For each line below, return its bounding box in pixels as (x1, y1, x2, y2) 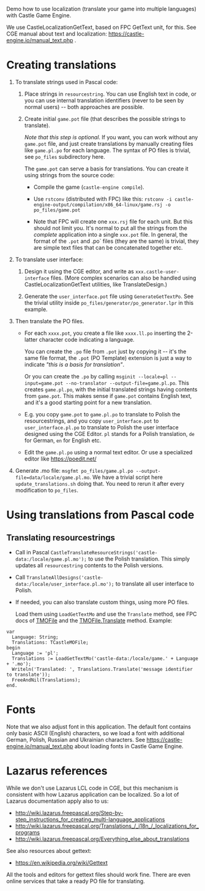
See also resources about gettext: (6, 847, 92, 854)
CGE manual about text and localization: (6, 30, 107, 37)
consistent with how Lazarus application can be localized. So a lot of (6, 790, 179, 798)
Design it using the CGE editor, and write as (24, 267, 135, 275)
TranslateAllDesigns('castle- (26, 575, 104, 581)
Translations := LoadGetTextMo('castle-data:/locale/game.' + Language (12, 656, 199, 662)
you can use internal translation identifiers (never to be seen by (24, 96, 184, 104)
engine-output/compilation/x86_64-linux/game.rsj (33, 202, 163, 208)
